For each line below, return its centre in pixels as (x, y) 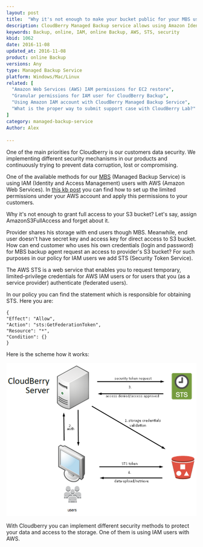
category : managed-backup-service (50, 121)
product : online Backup (36, 58)
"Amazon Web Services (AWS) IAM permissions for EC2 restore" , (93, 90)
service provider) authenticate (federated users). (67, 283)
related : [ (20, 83)
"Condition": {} (27, 337)
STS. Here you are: (30, 301)
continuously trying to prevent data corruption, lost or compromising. (92, 165)
